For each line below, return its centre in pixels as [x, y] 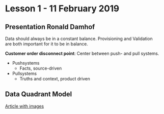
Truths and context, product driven [55, 79]
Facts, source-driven [41, 68]
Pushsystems [26, 63]
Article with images [25, 106]
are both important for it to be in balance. [47, 44]
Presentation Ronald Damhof [50, 27]
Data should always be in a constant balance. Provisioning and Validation [79, 38]
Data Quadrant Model [39, 94]
